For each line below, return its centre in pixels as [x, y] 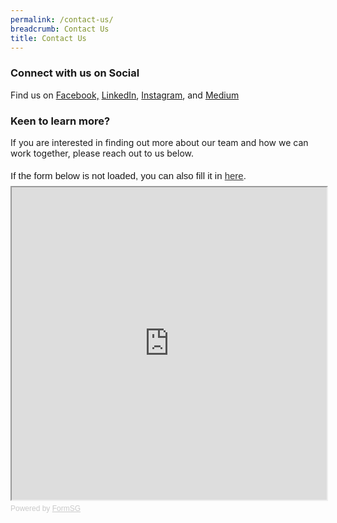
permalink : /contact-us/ [62, 19]
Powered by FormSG [46, 508]
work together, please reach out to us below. [102, 153]
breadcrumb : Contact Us [60, 29]
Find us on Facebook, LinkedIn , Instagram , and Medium [125, 95]
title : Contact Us [48, 38]
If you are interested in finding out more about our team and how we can [159, 142]
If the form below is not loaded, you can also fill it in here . [128, 175]
